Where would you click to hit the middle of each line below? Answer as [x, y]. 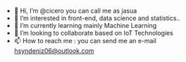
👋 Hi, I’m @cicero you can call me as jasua [75, 11]
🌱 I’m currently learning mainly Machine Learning [85, 25]
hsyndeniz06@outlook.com [54, 51]
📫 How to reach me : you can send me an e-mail [85, 41]
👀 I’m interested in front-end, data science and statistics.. [97, 18]
